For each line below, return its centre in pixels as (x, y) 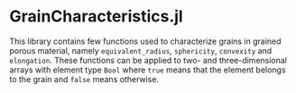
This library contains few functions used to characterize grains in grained (145, 41)
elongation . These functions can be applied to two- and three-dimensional (148, 60)
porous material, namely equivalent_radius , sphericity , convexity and (141, 50)
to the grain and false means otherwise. (84, 79)
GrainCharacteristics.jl (96, 17)
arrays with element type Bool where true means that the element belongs (148, 70)
